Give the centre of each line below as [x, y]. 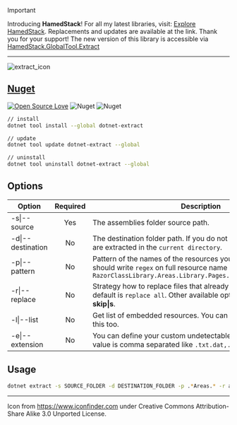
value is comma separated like [143, 344]
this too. [106, 324]
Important [22, 10]
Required [70, 206]
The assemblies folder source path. [151, 222]
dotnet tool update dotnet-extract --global [74, 145]
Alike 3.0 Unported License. [66, 414]
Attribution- [212, 406]
